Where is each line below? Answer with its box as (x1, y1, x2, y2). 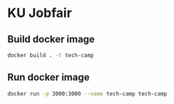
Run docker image (7, 71, 90, 83)
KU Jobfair (7, 5, 73, 21)
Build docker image (7, 33, 95, 45)
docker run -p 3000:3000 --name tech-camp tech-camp (7, 90, 168, 97)
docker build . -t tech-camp (7, 52, 94, 59)
